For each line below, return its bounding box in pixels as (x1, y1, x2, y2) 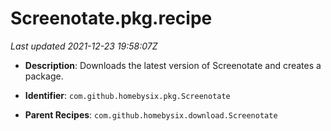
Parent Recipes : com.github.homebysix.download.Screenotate (24, 108, 278, 121)
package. (24, 70, 64, 82)
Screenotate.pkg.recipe (10, 7, 213, 30)
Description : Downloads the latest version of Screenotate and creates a (24, 59, 322, 71)
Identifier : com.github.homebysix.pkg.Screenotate (24, 89, 231, 101)
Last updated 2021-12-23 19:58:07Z (10, 40, 158, 52)
